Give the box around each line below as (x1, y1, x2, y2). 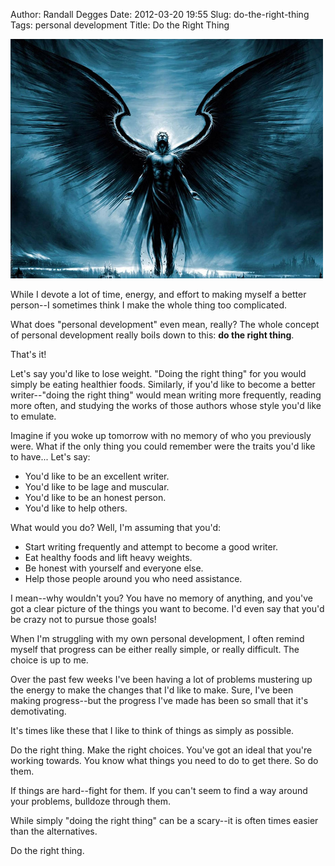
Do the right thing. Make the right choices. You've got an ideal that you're (10, 744, 313, 756)
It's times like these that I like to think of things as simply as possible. (10, 725, 295, 736)
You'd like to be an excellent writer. (24, 470, 170, 482)
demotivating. (10, 705, 67, 717)
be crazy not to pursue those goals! (10, 614, 157, 625)
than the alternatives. (10, 825, 98, 837)
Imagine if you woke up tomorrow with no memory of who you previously (10, 430, 312, 441)
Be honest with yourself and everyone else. (24, 562, 204, 574)
